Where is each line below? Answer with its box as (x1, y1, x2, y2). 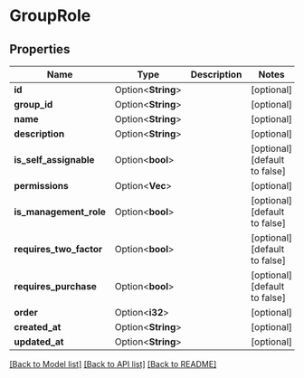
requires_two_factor (14, 243, 103, 255)
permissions (14, 180, 70, 192)
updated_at (14, 335, 64, 348)
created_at (14, 321, 62, 333)
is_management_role (14, 205, 107, 218)
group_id (14, 99, 53, 110)
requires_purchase (14, 280, 98, 292)
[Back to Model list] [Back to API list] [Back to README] (9, 359, 217, 369)
